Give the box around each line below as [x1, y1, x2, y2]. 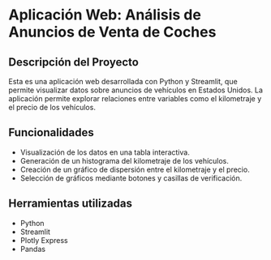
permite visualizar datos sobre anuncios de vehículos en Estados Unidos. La [8, 85, 264, 95]
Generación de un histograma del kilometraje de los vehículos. [19, 156, 230, 165]
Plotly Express [19, 235, 68, 245]
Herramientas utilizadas [8, 197, 132, 211]
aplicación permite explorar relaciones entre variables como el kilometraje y [8, 94, 262, 103]
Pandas [19, 244, 46, 254]
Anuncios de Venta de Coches [8, 23, 217, 41]
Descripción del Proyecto [8, 55, 140, 69]
